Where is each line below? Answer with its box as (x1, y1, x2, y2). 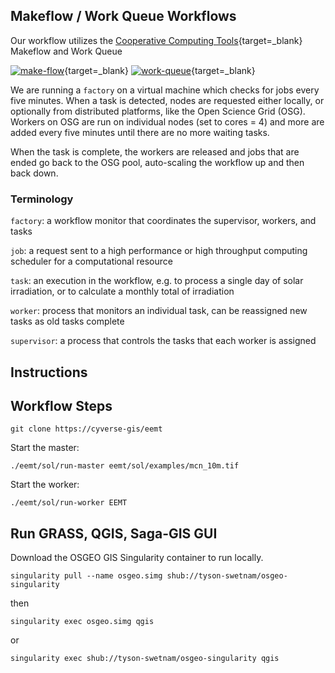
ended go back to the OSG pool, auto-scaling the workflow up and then (10, 156, 305, 168)
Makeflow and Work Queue (10, 45, 123, 57)
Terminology (10, 192, 74, 206)
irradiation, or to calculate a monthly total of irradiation (10, 285, 235, 298)
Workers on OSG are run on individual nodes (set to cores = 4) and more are (10, 115, 325, 128)
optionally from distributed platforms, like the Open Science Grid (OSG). (10, 105, 306, 117)
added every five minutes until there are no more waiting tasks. (10, 126, 270, 138)
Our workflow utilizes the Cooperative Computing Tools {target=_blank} (10, 34, 303, 46)
